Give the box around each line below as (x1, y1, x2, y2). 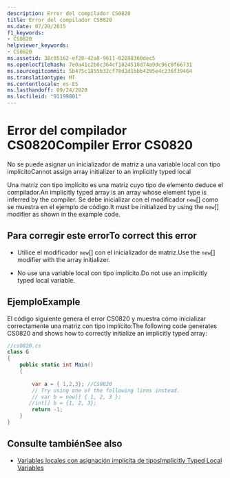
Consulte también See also (7, 438, 123, 450)
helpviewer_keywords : (7, 42, 70, 49)
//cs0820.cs (7, 342, 41, 349)
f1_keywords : (7, 29, 45, 36)
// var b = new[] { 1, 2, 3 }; (32, 393, 122, 400)
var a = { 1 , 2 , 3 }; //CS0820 (32, 380, 112, 387)
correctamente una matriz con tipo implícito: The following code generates (7, 321, 218, 330)
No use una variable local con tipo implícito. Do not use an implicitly (17, 269, 208, 277)
